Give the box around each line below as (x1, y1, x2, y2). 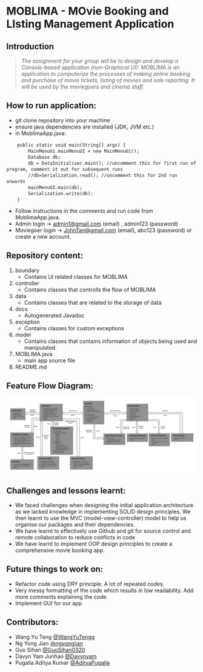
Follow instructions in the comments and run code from (15, 207, 153, 215)
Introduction (6, 41, 55, 52)
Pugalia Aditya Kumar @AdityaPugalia (15, 659, 110, 666)
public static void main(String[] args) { (17, 142, 126, 148)
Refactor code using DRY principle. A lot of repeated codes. (15, 580, 165, 587)
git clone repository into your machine (15, 116, 110, 124)
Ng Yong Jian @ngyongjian (15, 639, 84, 647)
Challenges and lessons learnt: (6, 485, 126, 496)
